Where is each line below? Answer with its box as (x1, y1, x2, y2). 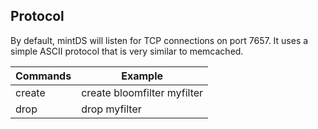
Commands (15, 69, 72, 83)
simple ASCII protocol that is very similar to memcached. (10, 45, 244, 57)
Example (121, 69, 164, 83)
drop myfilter (81, 102, 142, 116)
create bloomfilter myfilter (81, 85, 204, 99)
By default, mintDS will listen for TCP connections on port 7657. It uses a (10, 34, 309, 46)
